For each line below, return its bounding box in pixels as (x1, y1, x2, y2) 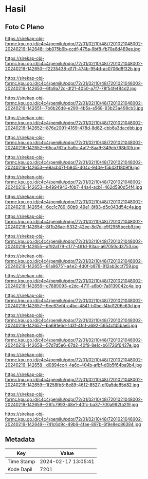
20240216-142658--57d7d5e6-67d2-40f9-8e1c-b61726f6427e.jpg (5, 342, 139, 348)
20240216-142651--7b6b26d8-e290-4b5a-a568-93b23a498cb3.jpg (5, 106, 144, 111)
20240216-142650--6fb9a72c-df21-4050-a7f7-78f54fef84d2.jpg (5, 86, 137, 91)
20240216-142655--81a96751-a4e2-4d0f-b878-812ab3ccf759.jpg (5, 264, 139, 269)
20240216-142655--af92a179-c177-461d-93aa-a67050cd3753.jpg (5, 244, 139, 249)
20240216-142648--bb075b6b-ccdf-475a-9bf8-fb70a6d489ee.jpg (5, 46, 141, 52)
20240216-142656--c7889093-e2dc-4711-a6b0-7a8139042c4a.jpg (5, 283, 141, 289)
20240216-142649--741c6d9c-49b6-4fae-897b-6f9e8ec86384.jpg (5, 422, 141, 427)
